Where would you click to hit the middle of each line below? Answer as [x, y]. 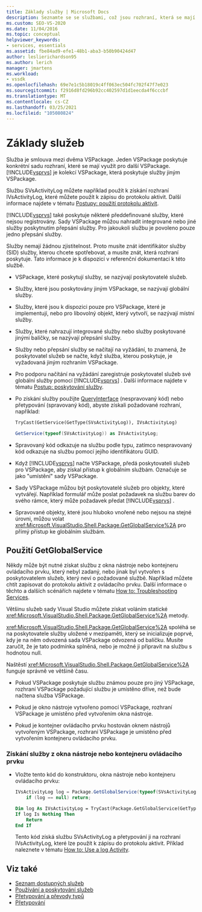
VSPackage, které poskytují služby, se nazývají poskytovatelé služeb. [101, 277]
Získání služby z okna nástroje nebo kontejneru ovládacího [94, 754]
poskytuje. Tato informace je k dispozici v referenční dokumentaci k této [96, 259]
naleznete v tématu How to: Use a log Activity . [72, 850]
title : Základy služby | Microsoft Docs [58, 12]
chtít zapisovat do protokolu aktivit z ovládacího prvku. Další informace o [96, 584]
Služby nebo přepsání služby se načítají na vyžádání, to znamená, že [100, 350]
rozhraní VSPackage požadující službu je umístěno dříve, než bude [98, 689]
